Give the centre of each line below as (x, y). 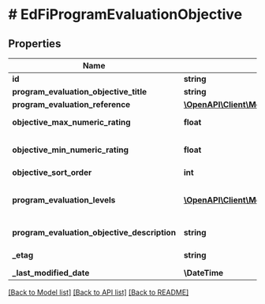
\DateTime (203, 273)
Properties (35, 44)
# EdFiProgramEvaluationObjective (125, 15)
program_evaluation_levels (64, 200)
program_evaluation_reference (71, 104)
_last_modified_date (51, 273)
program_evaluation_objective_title (80, 92)
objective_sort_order (52, 172)
